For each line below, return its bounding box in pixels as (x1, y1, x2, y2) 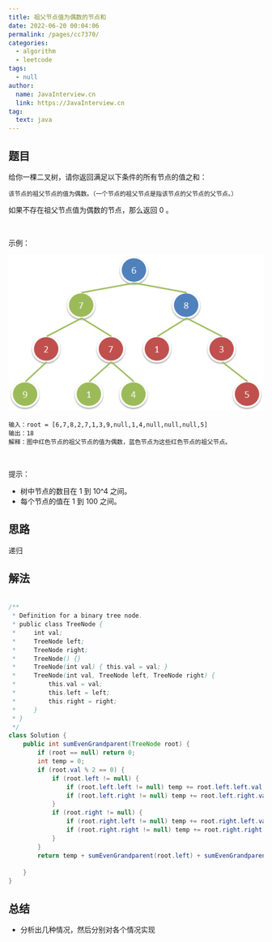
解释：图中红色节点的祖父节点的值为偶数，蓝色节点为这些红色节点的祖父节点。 (8, 438, 232, 446)
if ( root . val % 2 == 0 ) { (37, 766, 125, 774)
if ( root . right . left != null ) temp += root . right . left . (66, 817, 259, 826)
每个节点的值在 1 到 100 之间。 (19, 496, 121, 506)
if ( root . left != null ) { (51, 774, 139, 783)
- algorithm (15, 47, 57, 56)
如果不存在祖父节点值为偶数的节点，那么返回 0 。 (8, 205, 173, 214)
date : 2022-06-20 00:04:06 (8, 21, 100, 30)
